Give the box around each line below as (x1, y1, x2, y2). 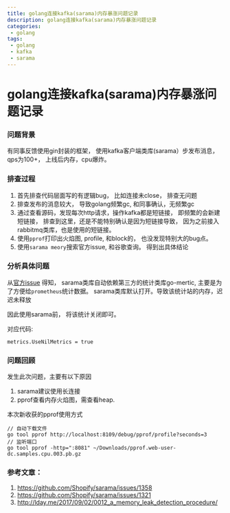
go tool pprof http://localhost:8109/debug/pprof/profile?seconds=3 (7, 431, 207, 438)
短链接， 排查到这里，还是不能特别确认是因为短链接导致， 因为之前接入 (16, 217, 220, 225)
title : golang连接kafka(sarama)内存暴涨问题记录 (7, 10, 139, 17)
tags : (7, 36, 23, 43)
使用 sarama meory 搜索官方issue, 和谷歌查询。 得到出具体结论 (16, 242, 189, 251)
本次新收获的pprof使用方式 (7, 410, 83, 419)
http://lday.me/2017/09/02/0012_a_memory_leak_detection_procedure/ (16, 499, 218, 507)
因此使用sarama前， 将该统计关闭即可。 (7, 310, 120, 318)
